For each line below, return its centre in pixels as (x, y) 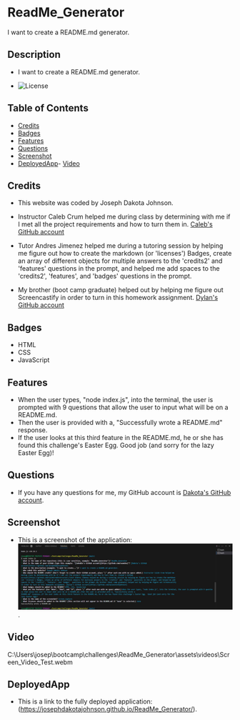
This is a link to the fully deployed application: (85, 701)
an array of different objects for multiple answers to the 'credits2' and (120, 261)
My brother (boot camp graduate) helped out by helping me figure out (120, 290)
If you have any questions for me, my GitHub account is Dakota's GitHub (124, 492)
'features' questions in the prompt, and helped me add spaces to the (119, 269)
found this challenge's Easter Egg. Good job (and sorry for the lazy (116, 445)
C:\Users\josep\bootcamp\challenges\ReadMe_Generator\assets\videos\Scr (119, 654)
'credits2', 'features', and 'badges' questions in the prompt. (105, 276)
